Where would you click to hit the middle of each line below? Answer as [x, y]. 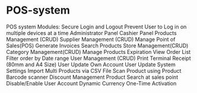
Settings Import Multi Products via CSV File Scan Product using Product [94, 70]
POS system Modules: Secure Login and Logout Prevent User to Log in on [96, 27]
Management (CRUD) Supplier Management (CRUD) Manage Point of [91, 39]
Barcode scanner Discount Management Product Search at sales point [92, 77]
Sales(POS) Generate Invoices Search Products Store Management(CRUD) [97, 46]
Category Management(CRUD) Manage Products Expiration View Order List [99, 52]
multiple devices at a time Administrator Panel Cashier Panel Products [91, 33]
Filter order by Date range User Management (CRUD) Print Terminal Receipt [99, 58]
